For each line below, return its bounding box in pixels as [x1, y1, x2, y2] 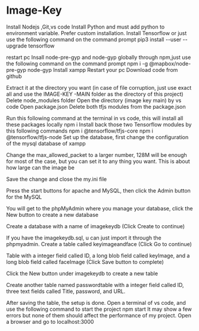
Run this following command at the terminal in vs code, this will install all [6, 114, 184, 122]
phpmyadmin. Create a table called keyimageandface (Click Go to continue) [6, 240, 192, 247]
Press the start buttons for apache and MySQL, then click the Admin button [6, 187, 191, 194]
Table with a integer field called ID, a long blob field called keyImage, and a [6, 252, 190, 259]
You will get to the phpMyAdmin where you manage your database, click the [6, 204, 193, 212]
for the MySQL [6, 193, 42, 200]
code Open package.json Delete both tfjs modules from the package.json [6, 103, 186, 110]
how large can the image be [6, 164, 74, 171]
